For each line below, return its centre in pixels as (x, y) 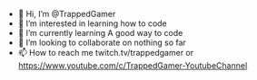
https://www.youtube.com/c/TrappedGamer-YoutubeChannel (133, 66)
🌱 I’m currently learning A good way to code (100, 33)
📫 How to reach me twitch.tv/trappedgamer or (105, 53)
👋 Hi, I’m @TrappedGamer (67, 14)
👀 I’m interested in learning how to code (93, 23)
